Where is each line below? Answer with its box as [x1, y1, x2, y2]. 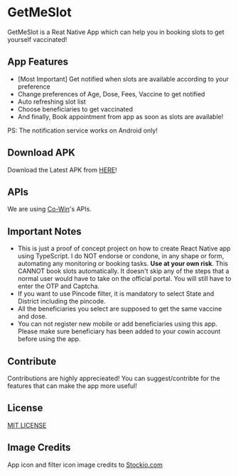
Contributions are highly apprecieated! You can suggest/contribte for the [7, 374, 220, 382]
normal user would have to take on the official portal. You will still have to [17, 275, 232, 283]
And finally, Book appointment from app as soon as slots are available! [17, 112, 224, 121]
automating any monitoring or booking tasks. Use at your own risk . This [17, 260, 229, 268]
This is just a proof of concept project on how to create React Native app [17, 244, 231, 253]
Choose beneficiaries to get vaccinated [17, 104, 134, 114]
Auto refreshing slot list [17, 97, 87, 106]
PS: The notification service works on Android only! [7, 126, 158, 135]
